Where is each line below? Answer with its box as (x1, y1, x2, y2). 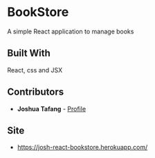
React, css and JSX (7, 65, 63, 74)
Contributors (7, 86, 64, 98)
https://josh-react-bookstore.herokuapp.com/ (17, 143, 148, 152)
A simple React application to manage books (7, 27, 134, 35)
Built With (7, 47, 51, 59)
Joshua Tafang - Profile (17, 104, 86, 113)
